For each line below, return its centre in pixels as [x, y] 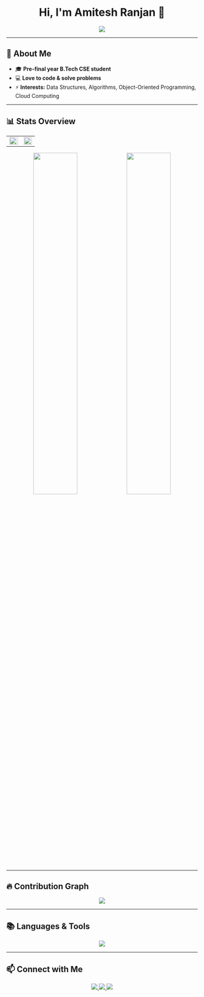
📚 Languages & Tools [48, 926]
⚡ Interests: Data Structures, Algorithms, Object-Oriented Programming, [105, 87]
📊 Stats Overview [41, 121]
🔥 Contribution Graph [48, 886]
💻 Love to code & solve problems [58, 78]
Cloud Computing [37, 96]
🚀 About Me [29, 54]
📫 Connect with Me [45, 969]
